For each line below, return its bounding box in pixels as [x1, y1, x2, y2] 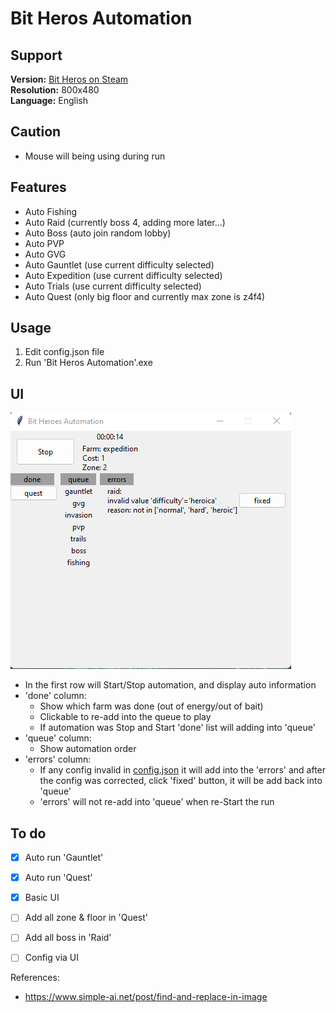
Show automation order [39, 743, 137, 755]
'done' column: [24, 690, 87, 702]
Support [10, 47, 63, 64]
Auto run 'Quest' [24, 872, 93, 884]
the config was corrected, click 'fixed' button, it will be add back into [39, 775, 323, 787]
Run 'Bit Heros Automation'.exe [24, 357, 153, 369]
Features [10, 179, 67, 196]
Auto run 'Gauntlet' [24, 852, 104, 864]
